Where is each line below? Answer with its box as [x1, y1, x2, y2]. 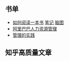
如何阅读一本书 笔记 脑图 [12, 19, 64, 25]
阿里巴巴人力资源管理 [12, 25, 57, 32]
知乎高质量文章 [5, 48, 52, 57]
